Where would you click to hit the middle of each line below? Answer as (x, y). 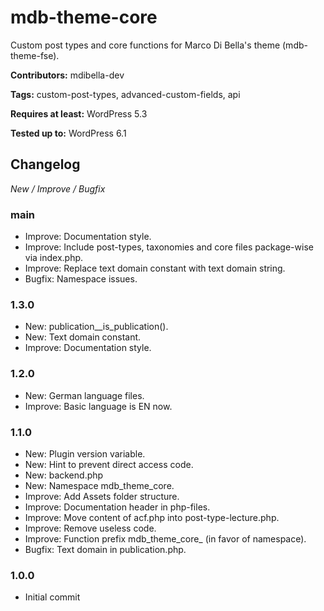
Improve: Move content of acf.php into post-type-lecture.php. (152, 517)
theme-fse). (35, 55)
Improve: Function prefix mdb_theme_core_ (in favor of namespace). (165, 538)
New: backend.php (64, 475)
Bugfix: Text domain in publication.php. (105, 549)
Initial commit (52, 597)
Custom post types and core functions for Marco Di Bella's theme (145, 45)
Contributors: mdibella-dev (67, 75)
